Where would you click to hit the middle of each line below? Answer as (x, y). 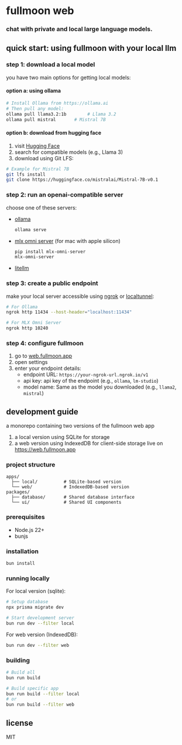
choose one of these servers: (42, 207)
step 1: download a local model (51, 64)
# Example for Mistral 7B (37, 169)
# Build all (20, 672)
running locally (28, 578)
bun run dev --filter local (40, 623)
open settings (31, 362)
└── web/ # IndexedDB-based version (71, 487)
